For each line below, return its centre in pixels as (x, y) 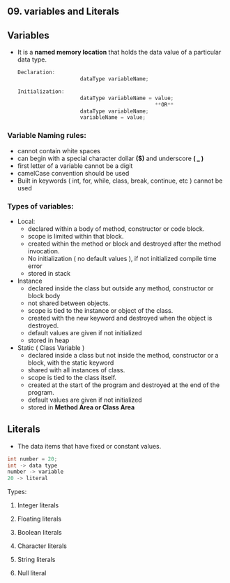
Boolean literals (39, 533)
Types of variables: (41, 206)
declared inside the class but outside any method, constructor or (121, 288)
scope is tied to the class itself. (72, 377)
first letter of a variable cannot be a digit (75, 166)
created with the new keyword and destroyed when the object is (120, 318)
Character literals (42, 546)
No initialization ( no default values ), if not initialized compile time (122, 258)
